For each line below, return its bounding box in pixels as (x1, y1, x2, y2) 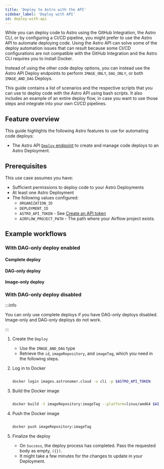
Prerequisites (5, 162, 47, 170)
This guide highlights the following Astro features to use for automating (5, 128, 148, 134)
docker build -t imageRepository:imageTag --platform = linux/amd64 (12, 402, 151, 407)
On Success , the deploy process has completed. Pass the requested (19, 443, 156, 448)
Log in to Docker (12, 365, 46, 371)
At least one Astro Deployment (12, 189, 74, 195)
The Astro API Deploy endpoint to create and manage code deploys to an (12, 142, 159, 148)
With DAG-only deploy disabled (5, 291, 82, 298)
